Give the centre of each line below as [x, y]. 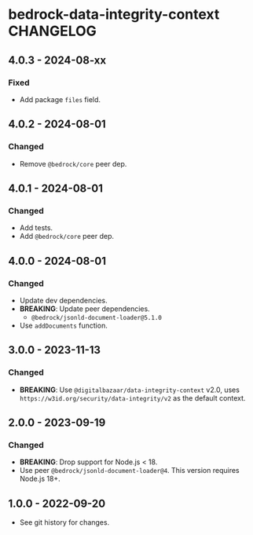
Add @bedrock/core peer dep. [67, 236]
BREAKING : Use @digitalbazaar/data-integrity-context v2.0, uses [129, 390]
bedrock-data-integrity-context [114, 15]
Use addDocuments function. [63, 325]
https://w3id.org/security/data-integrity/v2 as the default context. [132, 398]
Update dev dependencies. [63, 300]
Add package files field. [60, 99]
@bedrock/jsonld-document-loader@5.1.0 [97, 317]
